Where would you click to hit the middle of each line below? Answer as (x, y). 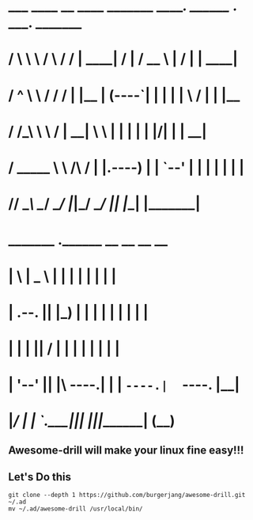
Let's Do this (40, 477)
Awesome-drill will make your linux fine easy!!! (126, 450)
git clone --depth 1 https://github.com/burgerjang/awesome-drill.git (127, 495)
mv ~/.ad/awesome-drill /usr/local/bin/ (76, 509)
